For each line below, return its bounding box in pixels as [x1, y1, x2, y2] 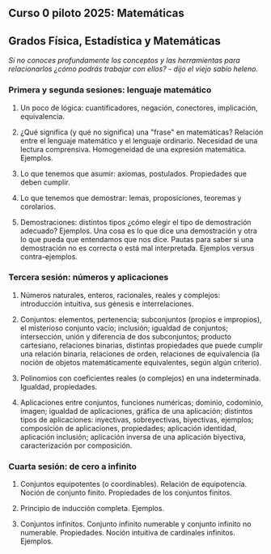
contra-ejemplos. [19, 251, 78, 262]
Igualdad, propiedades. [19, 381, 98, 391]
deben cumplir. [19, 177, 70, 187]
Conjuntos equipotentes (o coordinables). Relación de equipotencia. [19, 479, 248, 489]
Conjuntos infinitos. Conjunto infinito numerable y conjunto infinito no [19, 519, 252, 529]
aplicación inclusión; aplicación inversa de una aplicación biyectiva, [19, 432, 246, 441]
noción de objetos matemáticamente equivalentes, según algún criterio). [19, 357, 262, 367]
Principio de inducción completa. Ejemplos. [19, 504, 164, 514]
